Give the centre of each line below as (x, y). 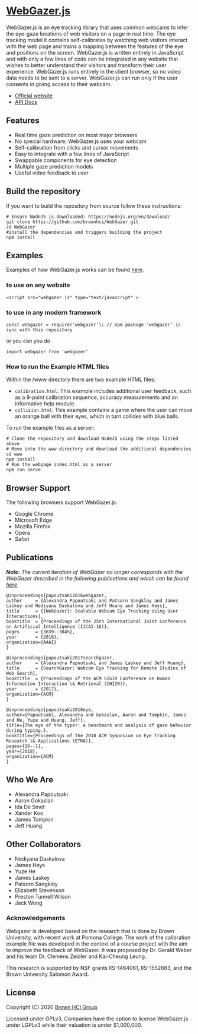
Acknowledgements (36, 918)
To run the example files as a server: (51, 428)
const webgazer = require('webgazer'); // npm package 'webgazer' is (94, 325)
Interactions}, (25, 616)
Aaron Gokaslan (34, 800)
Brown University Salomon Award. (48, 974)
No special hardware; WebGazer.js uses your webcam (80, 141)
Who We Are (30, 780)
